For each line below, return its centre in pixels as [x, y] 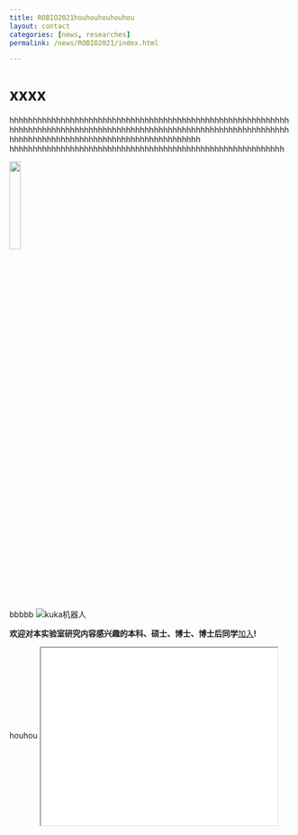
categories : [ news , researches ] [70, 34]
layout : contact [40, 26]
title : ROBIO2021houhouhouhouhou [72, 18]
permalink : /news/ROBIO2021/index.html [84, 43]
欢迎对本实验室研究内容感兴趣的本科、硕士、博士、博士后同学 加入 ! [133, 634]
